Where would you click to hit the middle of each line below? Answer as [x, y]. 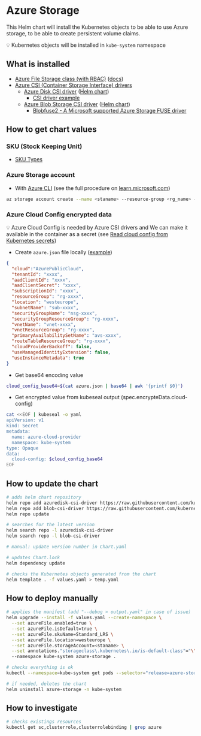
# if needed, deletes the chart [46, 684]
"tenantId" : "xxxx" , [37, 274]
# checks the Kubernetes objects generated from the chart [81, 574]
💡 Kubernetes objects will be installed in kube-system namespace [86, 45]
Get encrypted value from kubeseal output [67, 397]
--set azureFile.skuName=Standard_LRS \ [63, 634]
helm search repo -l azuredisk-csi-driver [60, 530]
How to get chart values [51, 129]
